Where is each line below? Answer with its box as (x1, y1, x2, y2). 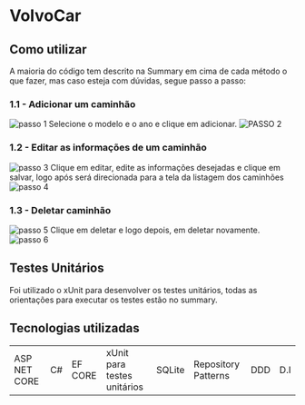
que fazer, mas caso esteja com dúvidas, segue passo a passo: (9, 75, 247, 86)
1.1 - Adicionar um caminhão (9, 97, 136, 110)
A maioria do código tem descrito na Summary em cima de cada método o (9, 65, 288, 76)
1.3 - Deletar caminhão (9, 203, 112, 216)
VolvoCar (9, 5, 82, 26)
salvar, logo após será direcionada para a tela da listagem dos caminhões (9, 172, 284, 183)
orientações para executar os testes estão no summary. (9, 294, 218, 305)
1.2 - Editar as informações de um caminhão (9, 142, 207, 154)
